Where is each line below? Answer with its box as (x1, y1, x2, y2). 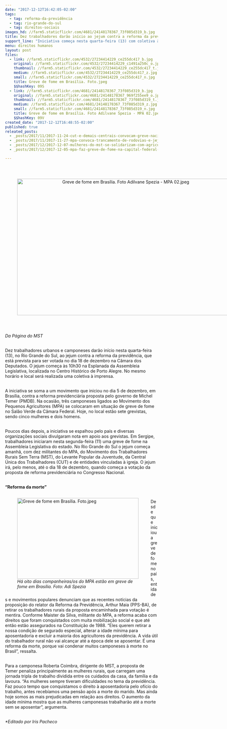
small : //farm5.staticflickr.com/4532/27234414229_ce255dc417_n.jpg (14, 75, 155, 80)
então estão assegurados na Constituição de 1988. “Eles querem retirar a (5, 622, 151, 628)
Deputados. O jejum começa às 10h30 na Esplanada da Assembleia (5, 363, 140, 369)
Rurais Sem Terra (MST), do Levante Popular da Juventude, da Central (5, 454, 146, 459)
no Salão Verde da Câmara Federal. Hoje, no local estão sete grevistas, (5, 408, 147, 414)
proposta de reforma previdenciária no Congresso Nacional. (5, 469, 125, 475)
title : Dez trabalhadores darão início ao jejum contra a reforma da (5, 34, 149, 39)
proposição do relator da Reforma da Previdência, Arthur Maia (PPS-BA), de (5, 602, 157, 608)
